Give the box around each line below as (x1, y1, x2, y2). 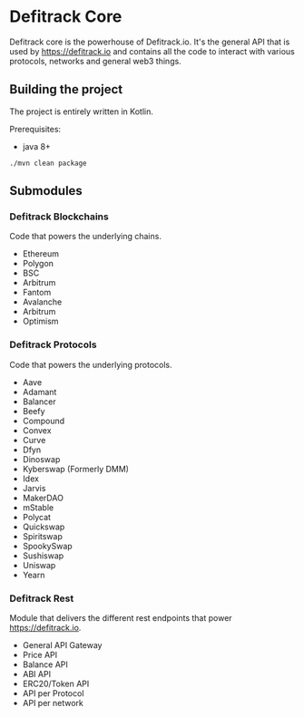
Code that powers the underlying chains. (9, 231, 162, 242)
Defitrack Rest (9, 592, 74, 605)
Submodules (9, 183, 83, 199)
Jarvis (22, 482, 46, 493)
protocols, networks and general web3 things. (9, 55, 181, 66)
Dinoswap (22, 453, 61, 464)
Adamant (22, 386, 57, 397)
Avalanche (22, 296, 63, 307)
